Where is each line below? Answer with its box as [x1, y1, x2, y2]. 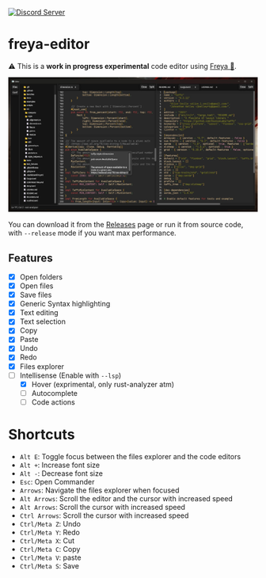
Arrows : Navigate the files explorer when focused [19, 485, 180, 495]
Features [8, 251, 53, 264]
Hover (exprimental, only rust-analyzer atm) [31, 379, 175, 389]
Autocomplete [31, 388, 78, 397]
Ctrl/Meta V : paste [19, 553, 82, 562]
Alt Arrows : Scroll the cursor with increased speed [19, 502, 186, 511]
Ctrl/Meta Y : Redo [19, 527, 81, 537]
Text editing [19, 308, 59, 318]
